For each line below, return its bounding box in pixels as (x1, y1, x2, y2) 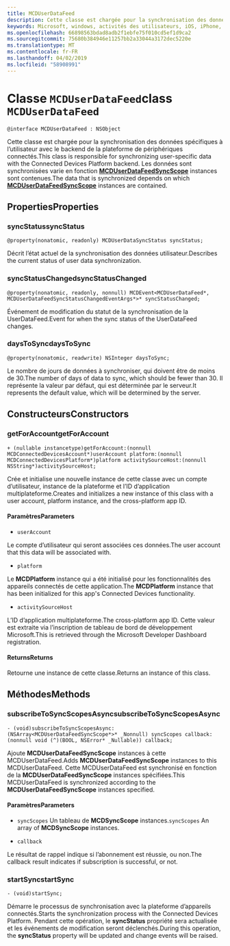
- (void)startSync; (7, 890, 63, 897)
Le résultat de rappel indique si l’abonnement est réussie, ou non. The (7, 850, 202, 858)
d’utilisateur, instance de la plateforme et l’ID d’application (7, 482, 170, 490)
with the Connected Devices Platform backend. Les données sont (7, 159, 192, 168)
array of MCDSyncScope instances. (16, 823, 120, 831)
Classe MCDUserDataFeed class (7, 91, 172, 106)
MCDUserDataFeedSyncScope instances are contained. (7, 181, 168, 189)
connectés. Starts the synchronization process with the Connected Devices (7, 910, 218, 918)
